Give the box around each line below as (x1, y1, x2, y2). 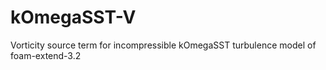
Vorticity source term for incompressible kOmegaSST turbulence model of (10, 39, 317, 51)
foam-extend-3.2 (10, 49, 82, 61)
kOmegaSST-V (10, 6, 137, 29)
